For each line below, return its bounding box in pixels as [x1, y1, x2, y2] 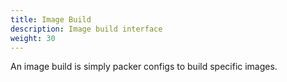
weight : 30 [10, 33, 56, 43]
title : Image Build [10, 14, 92, 25]
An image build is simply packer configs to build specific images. [10, 61, 278, 73]
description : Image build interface [10, 24, 163, 34]
